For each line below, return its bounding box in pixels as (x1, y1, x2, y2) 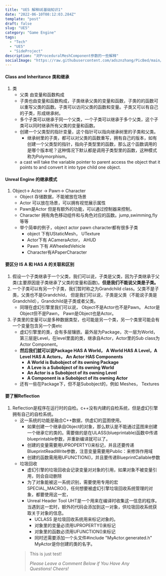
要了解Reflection (5, 393, 40, 399)
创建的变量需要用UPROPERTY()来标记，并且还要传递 (27, 442, 134, 448)
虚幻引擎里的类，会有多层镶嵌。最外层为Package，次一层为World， (19, 329, 158, 335)
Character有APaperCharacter (27, 249, 87, 255)
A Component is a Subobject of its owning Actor (27, 375, 128, 381)
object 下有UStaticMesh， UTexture (27, 230, 100, 236)
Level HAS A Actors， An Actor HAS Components (19, 354, 124, 359)
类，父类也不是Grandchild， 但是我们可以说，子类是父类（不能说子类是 (12, 292, 157, 298)
